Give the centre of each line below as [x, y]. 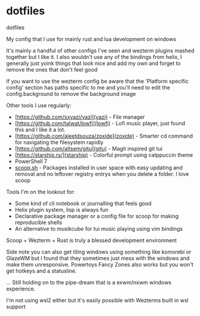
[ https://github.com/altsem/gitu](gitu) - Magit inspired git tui [89, 148]
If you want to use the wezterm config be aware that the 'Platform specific [98, 81]
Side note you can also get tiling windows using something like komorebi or [99, 252]
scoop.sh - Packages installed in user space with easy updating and [99, 168]
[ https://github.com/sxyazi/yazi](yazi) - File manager [80, 117]
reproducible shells [39, 222]
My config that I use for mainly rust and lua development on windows [91, 39]
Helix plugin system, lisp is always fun [61, 209]
